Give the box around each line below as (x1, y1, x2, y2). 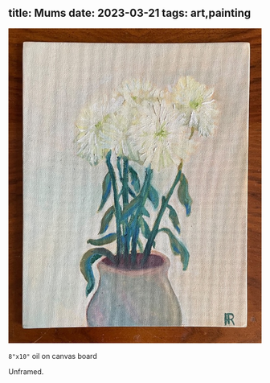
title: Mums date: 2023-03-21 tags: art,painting (8, 6, 252, 20)
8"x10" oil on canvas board (8, 351, 98, 360)
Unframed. (8, 366, 44, 377)
